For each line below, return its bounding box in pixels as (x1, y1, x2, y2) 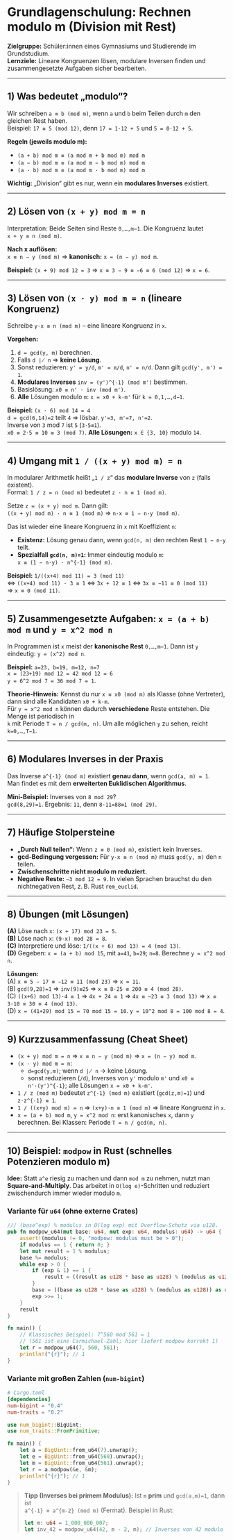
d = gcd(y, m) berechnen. (17, 349, 92, 357)
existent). (7, 480, 34, 489)
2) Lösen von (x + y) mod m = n (7, 206, 146, 217)
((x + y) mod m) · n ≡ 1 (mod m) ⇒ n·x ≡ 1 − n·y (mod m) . (7, 509, 180, 517)
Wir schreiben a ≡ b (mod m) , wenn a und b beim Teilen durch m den (7, 109, 201, 117)
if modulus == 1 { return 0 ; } (19, 1241, 110, 1248)
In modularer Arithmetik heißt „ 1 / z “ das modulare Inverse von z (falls (7, 474, 211, 482)
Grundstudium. (7, 49, 50, 58)
